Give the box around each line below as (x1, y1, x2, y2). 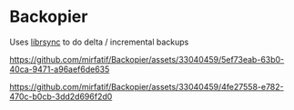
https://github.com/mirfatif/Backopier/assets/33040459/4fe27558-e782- (9, 81, 284, 92)
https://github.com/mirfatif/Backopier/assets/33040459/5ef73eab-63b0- (9, 54, 285, 65)
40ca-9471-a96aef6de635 (9, 64, 110, 75)
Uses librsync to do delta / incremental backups (9, 36, 189, 47)
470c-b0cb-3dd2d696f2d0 (9, 91, 113, 102)
